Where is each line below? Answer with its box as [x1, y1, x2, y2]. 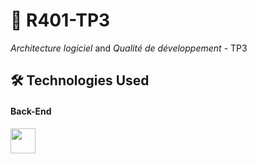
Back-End [10, 105, 52, 117]
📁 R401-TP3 [10, 9, 111, 32]
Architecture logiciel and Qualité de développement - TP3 [10, 42, 248, 54]
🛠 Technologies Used [10, 72, 150, 89]
